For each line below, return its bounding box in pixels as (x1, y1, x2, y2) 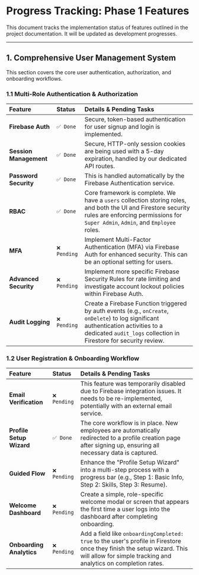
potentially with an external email (80, 402, 172, 410)
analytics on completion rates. (80, 560, 164, 568)
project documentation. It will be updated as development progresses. (6, 30, 178, 37)
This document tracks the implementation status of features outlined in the (6, 24, 188, 31)
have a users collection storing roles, (84, 196, 187, 204)
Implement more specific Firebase (84, 267, 179, 276)
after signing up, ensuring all (80, 441, 160, 450)
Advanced (9, 275, 39, 283)
